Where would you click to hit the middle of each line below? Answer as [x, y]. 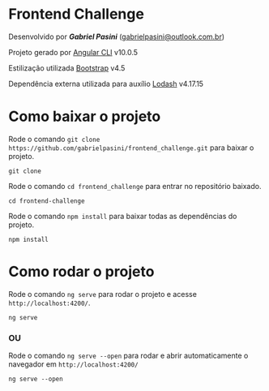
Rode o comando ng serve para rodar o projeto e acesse [102, 294]
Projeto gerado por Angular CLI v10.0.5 [73, 52]
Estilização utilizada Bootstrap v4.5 [67, 68]
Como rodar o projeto [81, 272]
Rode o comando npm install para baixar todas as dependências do [123, 216]
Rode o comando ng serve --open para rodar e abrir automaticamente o [128, 356]
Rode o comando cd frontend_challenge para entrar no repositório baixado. [135, 186]
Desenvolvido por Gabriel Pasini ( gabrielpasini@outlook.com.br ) [117, 37]
